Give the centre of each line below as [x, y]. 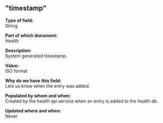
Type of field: [19, 20]
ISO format [16, 71]
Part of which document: [31, 35]
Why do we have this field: [33, 80]
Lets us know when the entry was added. [47, 86]
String [11, 26]
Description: [18, 50]
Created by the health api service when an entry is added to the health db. [82, 101]
